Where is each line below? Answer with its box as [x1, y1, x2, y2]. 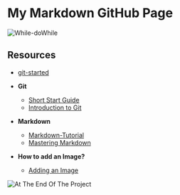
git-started [17, 68, 50, 76]
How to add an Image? [17, 152, 85, 161]
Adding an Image [28, 166, 79, 174]
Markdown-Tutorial [28, 130, 84, 139]
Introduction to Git [28, 103, 82, 112]
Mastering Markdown [28, 138, 91, 147]
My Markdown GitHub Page [7, 5, 173, 21]
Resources [7, 49, 56, 61]
